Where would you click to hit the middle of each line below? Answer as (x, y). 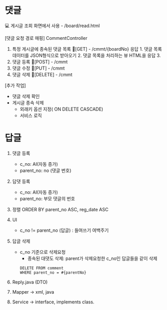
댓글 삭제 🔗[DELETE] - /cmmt (42, 74)
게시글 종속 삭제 (28, 102)
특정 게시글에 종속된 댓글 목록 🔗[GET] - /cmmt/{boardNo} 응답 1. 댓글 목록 (87, 49)
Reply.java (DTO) (30, 282)
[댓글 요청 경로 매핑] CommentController (46, 38)
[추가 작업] (15, 85)
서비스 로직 (31, 115)
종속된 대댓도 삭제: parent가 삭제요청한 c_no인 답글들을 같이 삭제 (92, 258)
